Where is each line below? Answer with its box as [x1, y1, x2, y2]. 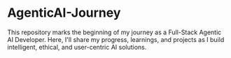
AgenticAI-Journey [7, 5, 121, 21]
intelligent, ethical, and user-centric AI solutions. [7, 43, 147, 51]
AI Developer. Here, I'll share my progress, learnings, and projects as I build [7, 35, 225, 43]
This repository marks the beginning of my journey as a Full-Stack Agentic [7, 28, 222, 36]
